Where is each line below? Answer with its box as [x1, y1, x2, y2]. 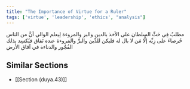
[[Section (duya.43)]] [14, 76, 68, 83]
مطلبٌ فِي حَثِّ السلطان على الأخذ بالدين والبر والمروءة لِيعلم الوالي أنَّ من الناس [6, 30, 185, 37]
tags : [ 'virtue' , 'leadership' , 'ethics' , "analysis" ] [6, 14, 146, 20]
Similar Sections [6, 60, 69, 70]
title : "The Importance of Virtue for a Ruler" [6, 8, 127, 15]
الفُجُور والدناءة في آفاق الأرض [6, 43, 73, 50]
